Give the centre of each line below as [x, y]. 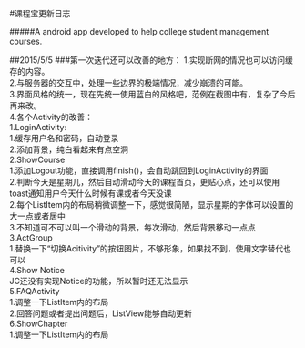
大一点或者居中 [37, 216]
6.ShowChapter [39, 323]
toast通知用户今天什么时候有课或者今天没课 [91, 193]
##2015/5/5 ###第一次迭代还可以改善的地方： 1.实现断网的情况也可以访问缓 [152, 60]
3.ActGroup [31, 238]
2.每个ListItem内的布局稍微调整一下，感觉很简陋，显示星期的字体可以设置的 [152, 205]
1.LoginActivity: [38, 127]
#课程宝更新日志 [40, 13]
